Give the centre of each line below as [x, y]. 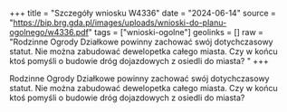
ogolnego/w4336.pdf [49, 32]
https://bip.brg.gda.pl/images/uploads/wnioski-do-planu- [120, 23]
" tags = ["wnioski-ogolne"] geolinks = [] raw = [176, 32]
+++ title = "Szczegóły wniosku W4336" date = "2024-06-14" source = [143, 13]
